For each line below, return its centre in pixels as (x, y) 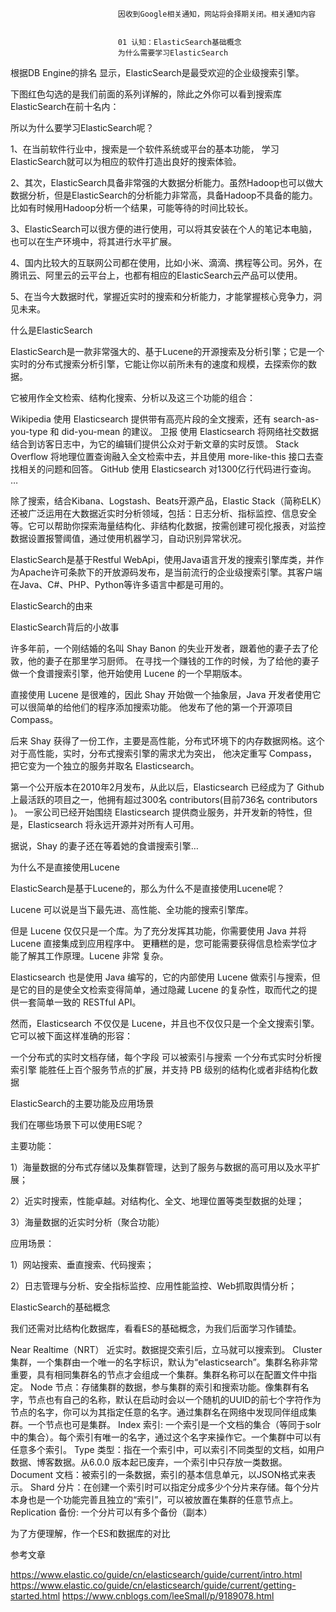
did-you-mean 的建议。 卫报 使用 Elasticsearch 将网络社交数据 (190, 431)
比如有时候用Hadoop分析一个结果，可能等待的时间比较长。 (132, 207)
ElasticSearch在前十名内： (65, 106)
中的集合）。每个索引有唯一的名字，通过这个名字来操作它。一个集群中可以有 (166, 1437)
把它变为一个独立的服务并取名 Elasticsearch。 (105, 766)
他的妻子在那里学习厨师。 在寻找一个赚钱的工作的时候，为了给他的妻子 (173, 661)
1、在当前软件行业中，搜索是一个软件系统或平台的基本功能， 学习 (145, 149)
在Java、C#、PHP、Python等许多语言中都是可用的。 (120, 584)
